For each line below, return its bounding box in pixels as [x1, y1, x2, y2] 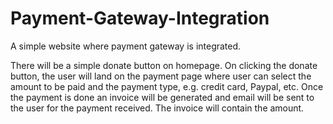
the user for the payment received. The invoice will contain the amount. [10, 102, 305, 114]
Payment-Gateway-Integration [10, 7, 270, 30]
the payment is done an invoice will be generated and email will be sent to [10, 91, 315, 103]
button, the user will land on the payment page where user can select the [10, 70, 312, 82]
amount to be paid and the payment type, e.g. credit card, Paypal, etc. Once [10, 80, 324, 92]
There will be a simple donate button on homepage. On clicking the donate [10, 59, 318, 71]
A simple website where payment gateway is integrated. [10, 40, 242, 52]
